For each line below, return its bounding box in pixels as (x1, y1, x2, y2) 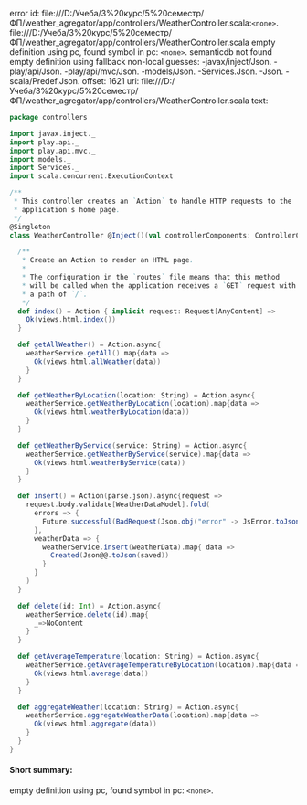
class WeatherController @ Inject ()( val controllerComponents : (9, 230, 251, 240)
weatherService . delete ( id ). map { (26, 609, 149, 620)
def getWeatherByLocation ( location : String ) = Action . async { (17, 390, 256, 400)
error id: (9, 8, 40, 18)
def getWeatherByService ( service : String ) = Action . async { (17, 440, 248, 450)
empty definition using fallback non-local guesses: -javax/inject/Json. (9, 57, 272, 67)
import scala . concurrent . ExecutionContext (9, 172, 174, 181)
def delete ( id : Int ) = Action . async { (17, 601, 162, 610)
